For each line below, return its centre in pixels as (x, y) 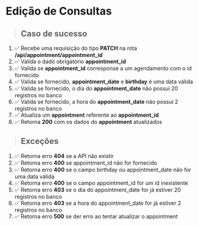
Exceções (40, 141)
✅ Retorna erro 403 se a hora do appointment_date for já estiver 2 (98, 203)
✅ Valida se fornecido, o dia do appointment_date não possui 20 (96, 88)
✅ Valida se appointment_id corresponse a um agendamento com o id (103, 68)
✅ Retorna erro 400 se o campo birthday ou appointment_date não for (103, 169)
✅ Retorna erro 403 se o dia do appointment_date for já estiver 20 (98, 190)
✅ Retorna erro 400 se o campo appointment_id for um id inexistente (101, 183)
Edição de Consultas (59, 11)
